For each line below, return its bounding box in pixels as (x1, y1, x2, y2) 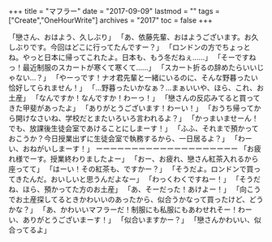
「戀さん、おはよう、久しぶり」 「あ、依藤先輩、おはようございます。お (8, 32, 252, 41)
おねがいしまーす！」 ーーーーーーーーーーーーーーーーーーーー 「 (22, 144, 248, 153)
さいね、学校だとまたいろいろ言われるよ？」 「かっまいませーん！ (36, 114, 259, 123)
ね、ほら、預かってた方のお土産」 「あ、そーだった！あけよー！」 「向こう (8, 184, 261, 194)
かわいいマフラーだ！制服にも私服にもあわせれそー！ (59, 205, 238, 214)
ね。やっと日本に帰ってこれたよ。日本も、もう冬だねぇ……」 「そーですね (8, 53, 257, 62)
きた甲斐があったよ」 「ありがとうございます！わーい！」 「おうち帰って (8, 103, 254, 113)
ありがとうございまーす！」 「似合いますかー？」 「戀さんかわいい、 (22, 215, 254, 224)
